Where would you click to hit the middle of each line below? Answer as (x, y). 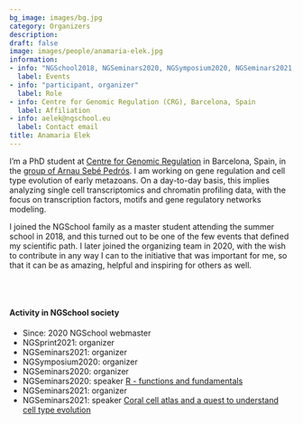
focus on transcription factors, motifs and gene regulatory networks (135, 199)
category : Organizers (50, 26)
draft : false (34, 43)
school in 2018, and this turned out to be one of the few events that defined (149, 236)
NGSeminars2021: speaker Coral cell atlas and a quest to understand (151, 400)
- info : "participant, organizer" (74, 85)
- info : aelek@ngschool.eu (60, 118)
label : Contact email (58, 127)
